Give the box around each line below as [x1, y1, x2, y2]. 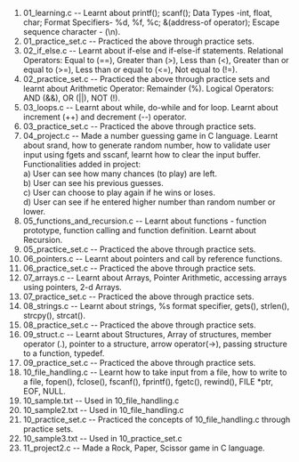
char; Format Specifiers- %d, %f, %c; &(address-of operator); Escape [22, 17, 280, 28]
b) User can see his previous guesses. [22, 178, 164, 188]
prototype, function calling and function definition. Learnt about [22, 225, 256, 235]
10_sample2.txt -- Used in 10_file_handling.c [22, 405, 185, 415]
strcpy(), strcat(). [22, 311, 85, 320]
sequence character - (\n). [22, 27, 121, 36]
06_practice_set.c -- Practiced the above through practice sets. [22, 263, 256, 273]
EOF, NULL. [22, 386, 66, 396]
